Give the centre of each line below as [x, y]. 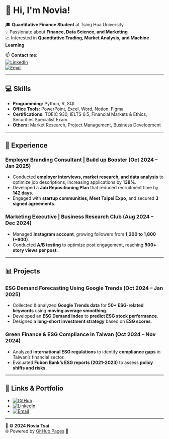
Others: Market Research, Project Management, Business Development [87, 125]
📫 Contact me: [21, 55]
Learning [15, 45]
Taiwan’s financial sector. [38, 357]
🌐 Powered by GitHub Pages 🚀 [37, 431]
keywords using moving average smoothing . [60, 311]
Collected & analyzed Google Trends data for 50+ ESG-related [78, 305]
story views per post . [35, 250]
